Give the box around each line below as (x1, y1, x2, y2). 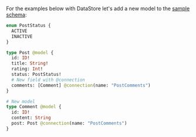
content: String (11, 115, 51, 121)
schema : (6, 11, 27, 18)
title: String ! (11, 61, 49, 66)
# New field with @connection (11, 76, 85, 83)
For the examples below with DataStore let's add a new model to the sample (6, 5, 190, 12)
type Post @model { (6, 49, 54, 55)
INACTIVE (11, 34, 33, 39)
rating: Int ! (11, 66, 43, 72)
